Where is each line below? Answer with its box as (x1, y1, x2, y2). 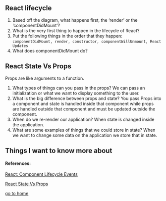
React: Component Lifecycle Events (5, 171, 78, 177)
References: (5, 160, 31, 166)
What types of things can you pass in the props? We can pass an (12, 85, 145, 91)
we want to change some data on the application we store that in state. (12, 132, 158, 138)
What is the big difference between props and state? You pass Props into (12, 95, 162, 101)
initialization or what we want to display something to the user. (12, 90, 140, 96)
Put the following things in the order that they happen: (12, 33, 123, 39)
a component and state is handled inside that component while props (12, 100, 154, 106)
